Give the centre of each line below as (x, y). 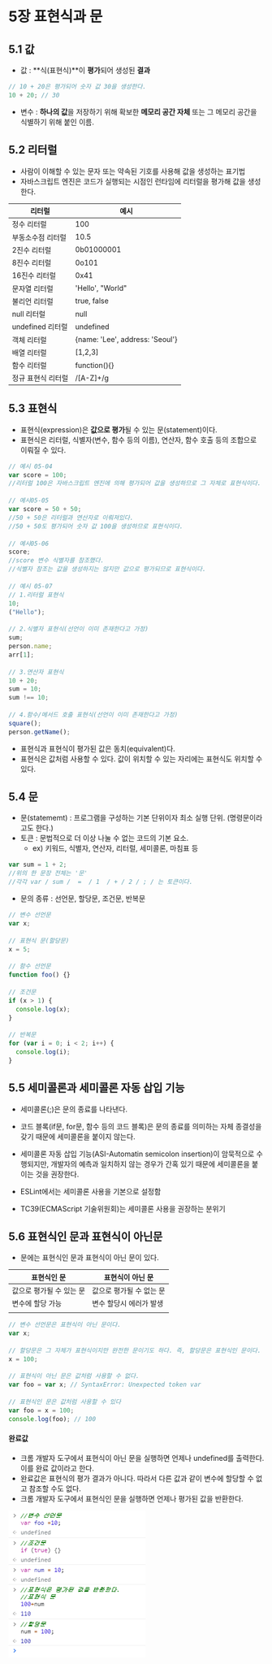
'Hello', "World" (101, 288)
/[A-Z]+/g (92, 378)
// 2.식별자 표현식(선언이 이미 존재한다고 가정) (78, 629)
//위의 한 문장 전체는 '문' (48, 873)
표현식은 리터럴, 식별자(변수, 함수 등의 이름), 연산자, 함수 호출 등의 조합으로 (138, 440)
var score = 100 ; (38, 475)
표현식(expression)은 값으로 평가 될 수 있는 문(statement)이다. (119, 429)
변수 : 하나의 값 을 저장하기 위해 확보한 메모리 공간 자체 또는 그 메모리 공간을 (138, 111)
